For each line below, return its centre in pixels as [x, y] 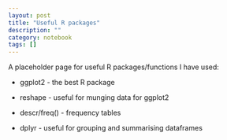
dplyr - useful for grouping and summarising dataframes [111, 128]
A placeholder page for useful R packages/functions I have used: [113, 67]
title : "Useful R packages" [54, 23]
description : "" [35, 30]
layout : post [30, 15]
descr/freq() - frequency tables [70, 113]
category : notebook [40, 37]
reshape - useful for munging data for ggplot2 [94, 98]
